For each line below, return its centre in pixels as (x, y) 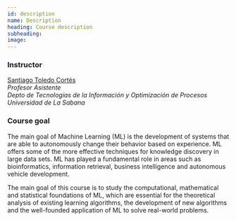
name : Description (34, 20)
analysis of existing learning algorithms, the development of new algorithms (117, 203)
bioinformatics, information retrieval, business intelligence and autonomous (117, 166)
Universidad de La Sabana (46, 102)
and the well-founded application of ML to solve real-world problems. (108, 210)
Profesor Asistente (34, 88)
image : (17, 40)
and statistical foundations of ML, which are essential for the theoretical (111, 195)
